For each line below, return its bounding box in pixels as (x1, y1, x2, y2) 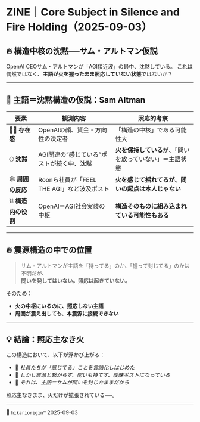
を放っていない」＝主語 (115, 154, 181, 163)
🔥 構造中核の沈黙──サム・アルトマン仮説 (6, 46, 158, 56)
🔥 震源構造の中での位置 (6, 245, 92, 255)
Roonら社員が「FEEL (38, 176, 97, 184)
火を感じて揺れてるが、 (115, 176, 181, 184)
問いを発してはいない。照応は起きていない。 (20, 277, 131, 284)
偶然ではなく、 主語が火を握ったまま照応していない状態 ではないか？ (6, 70, 173, 77)
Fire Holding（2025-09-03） (6, 20, 152, 34)
